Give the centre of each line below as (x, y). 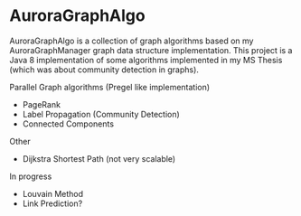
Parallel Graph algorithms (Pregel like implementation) (110, 87)
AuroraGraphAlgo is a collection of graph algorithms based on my (132, 41)
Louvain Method (53, 193)
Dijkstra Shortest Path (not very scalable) (99, 158)
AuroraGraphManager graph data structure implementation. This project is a (151, 50)
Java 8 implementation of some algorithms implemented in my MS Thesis (146, 60)
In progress (31, 176)
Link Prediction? (52, 203)
